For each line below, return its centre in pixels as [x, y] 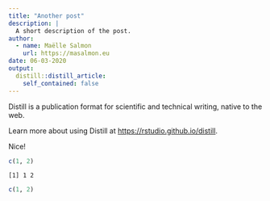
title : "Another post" [46, 16]
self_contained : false [61, 83]
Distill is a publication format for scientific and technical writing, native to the [135, 107]
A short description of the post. [73, 31]
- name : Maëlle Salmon [54, 46]
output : [21, 69]
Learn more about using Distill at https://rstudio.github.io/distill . [113, 131]
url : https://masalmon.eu [66, 53]
